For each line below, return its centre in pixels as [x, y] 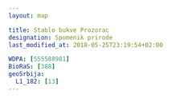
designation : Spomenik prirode [61, 37]
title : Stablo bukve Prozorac [59, 30]
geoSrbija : [26, 74]
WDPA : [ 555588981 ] [39, 59]
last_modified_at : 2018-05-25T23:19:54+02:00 [85, 45]
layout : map [28, 16]
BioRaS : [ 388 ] [32, 67]
